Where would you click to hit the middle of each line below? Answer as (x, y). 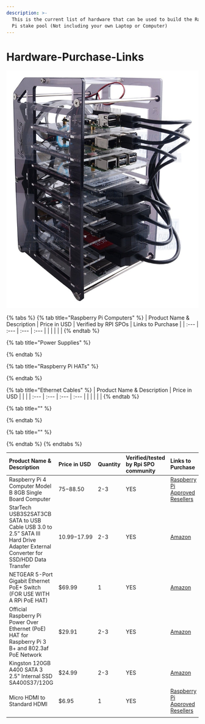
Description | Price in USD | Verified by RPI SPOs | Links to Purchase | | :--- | (103, 324)
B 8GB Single (26, 492)
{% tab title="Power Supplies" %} (49, 343)
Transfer (20, 566)
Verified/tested (146, 457)
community (141, 471)
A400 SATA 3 (26, 670)
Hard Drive (23, 540)
